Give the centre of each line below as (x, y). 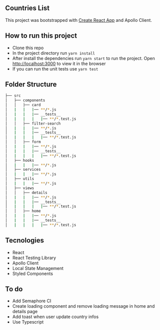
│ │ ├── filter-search (33, 124)
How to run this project (41, 36)
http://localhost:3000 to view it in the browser (59, 64)
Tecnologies (25, 240)
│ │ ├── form (23, 142)
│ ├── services (23, 170)
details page (25, 312)
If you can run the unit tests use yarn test (55, 68)
